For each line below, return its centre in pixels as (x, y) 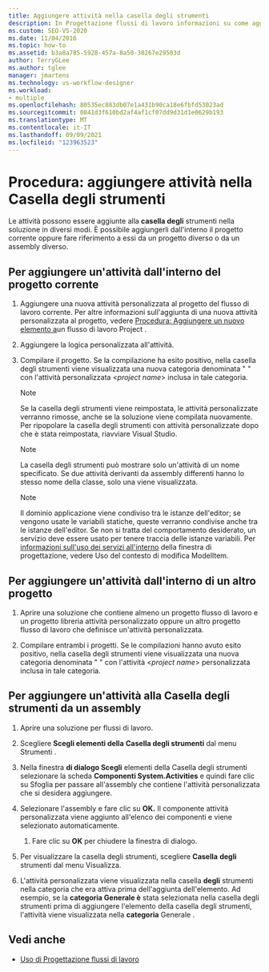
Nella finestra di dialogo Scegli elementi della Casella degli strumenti (134, 767)
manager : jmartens (39, 75)
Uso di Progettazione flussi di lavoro (80, 959)
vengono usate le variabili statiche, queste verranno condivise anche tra (139, 522)
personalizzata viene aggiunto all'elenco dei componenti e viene (126, 817)
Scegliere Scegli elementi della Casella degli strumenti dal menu (128, 743)
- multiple (26, 98)
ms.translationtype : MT (48, 120)
